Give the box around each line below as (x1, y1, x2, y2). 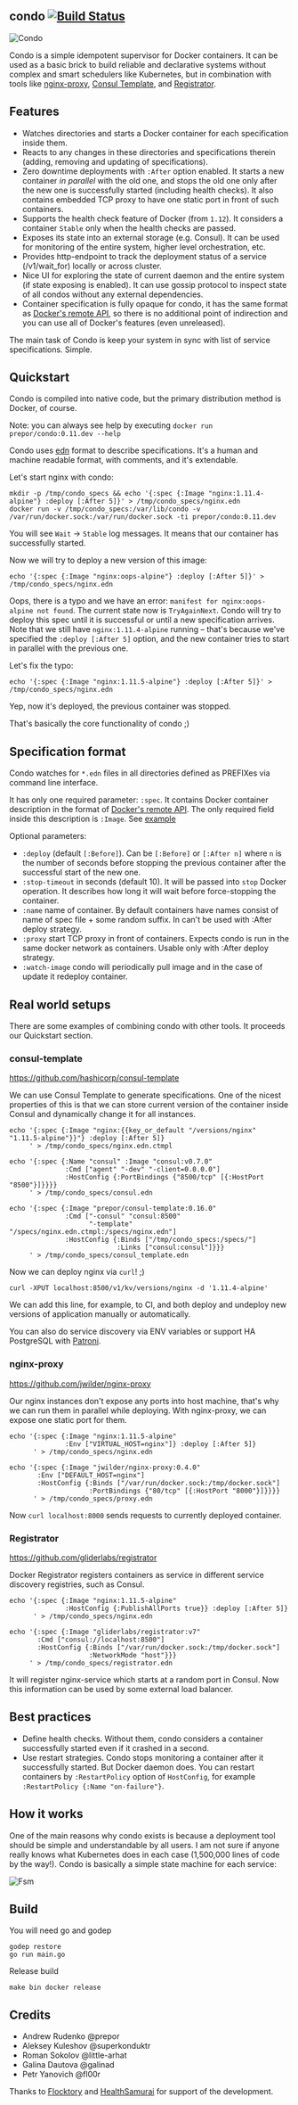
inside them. (21, 137, 68, 148)
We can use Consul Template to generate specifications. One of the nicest (9, 1090, 282, 1101)
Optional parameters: (9, 831, 87, 842)
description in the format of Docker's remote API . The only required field (9, 804, 275, 815)
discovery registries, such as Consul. (9, 1579, 145, 1590)
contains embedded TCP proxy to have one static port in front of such (21, 193, 279, 205)
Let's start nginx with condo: (9, 472, 114, 482)
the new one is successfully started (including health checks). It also (21, 185, 274, 195)
